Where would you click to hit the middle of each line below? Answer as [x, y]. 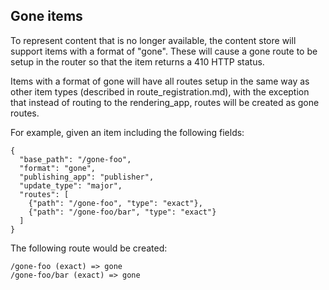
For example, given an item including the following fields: [127, 132]
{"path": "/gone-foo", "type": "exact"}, [115, 203]
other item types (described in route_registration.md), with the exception [160, 91]
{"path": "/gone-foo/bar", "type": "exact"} [122, 212]
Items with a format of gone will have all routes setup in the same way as [160, 81]
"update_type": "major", [71, 185]
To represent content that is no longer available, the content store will [153, 40]
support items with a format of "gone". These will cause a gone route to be [164, 51]
